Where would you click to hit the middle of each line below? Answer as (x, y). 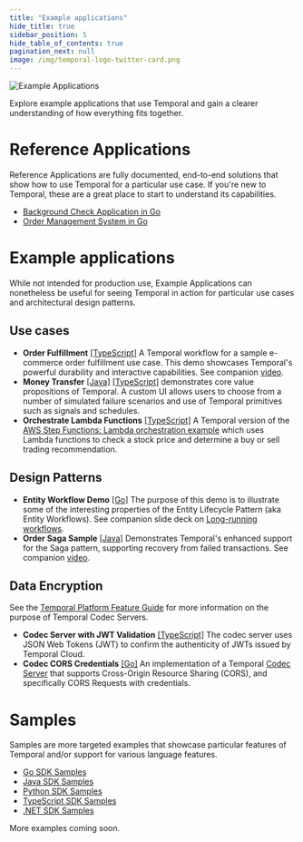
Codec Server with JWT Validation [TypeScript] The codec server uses (157, 635)
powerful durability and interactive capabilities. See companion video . (153, 372)
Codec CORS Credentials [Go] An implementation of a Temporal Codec (156, 664)
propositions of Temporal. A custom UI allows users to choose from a (152, 391)
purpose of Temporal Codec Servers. (79, 617)
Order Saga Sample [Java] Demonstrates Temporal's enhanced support (157, 538)
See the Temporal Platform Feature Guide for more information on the (139, 608)
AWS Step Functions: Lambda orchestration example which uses (143, 430)
